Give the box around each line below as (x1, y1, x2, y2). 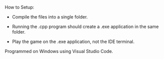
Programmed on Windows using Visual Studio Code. (5, 48, 114, 54)
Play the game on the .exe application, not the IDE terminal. (12, 38, 135, 44)
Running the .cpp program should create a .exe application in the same (12, 23, 159, 29)
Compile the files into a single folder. (12, 14, 88, 19)
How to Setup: (5, 4, 35, 10)
